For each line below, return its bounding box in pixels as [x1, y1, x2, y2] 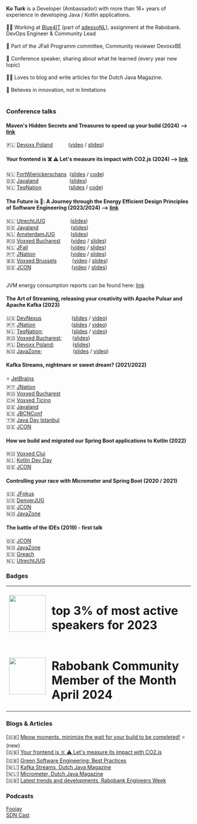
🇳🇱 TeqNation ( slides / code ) [6, 184, 104, 191]
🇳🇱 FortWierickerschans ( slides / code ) [6, 171, 104, 178]
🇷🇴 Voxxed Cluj [6, 450, 46, 457]
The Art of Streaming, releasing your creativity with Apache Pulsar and [6, 295, 183, 302]
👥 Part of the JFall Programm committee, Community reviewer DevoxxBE [6, 42, 182, 49]
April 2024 [52, 687, 113, 702]
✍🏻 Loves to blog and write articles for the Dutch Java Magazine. [6, 74, 163, 81]
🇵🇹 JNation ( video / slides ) [6, 250, 107, 257]
